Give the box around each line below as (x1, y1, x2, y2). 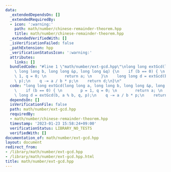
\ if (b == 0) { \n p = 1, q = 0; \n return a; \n (14, 88, 163, 93)
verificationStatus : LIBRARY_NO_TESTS (10, 126, 93, 131)
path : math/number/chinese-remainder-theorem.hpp (14, 26, 122, 32)
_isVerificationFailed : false (10, 41, 74, 46)
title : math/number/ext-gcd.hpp (5, 159, 74, 164)
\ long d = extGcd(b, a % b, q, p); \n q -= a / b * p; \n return (14, 93, 167, 98)
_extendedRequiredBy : (10, 17, 56, 22)
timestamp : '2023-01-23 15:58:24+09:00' (10, 121, 97, 126)
